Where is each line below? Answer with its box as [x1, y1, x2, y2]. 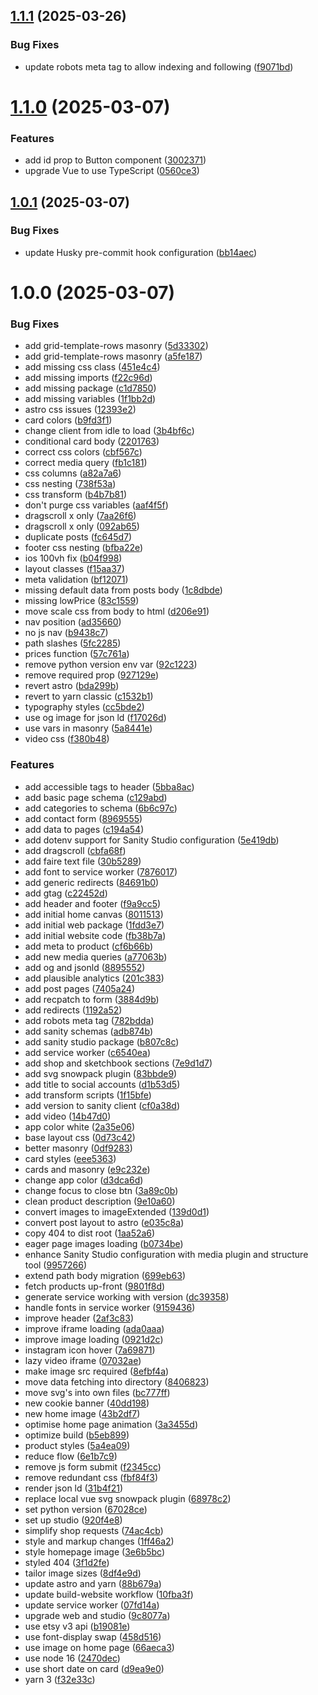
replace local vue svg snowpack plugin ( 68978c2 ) [24, 1492, 232, 1504]
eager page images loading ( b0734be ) [24, 1237, 184, 1249]
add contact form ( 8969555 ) [24, 812, 143, 824]
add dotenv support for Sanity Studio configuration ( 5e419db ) [24, 834, 280, 846]
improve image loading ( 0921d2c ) [24, 1333, 164, 1345]
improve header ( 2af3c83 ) [24, 1312, 135, 1324]
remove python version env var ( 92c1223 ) [24, 659, 198, 671]
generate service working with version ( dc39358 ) [24, 1290, 230, 1303]
